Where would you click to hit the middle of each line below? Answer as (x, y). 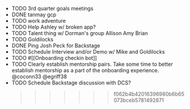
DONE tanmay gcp (34, 15)
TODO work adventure (39, 21)
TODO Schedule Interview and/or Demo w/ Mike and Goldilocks (88, 52)
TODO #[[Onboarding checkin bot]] (54, 58)
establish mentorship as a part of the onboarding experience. (85, 70)
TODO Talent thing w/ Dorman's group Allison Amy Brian (80, 33)
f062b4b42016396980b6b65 (149, 94)
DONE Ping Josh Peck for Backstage (56, 45)
